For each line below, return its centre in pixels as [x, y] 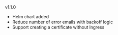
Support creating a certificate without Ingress [58, 27]
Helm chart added [30, 17]
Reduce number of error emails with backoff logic [62, 22]
